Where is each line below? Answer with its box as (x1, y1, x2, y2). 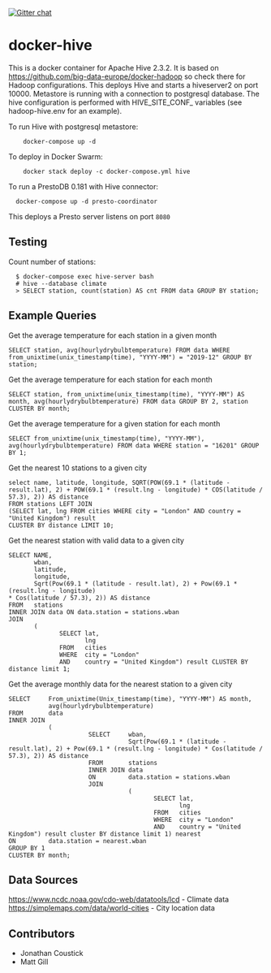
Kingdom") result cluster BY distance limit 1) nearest (8, 829, 201, 838)
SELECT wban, (88, 730, 148, 738)
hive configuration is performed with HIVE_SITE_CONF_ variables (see (8, 97, 243, 107)
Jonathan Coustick (19, 949, 84, 958)
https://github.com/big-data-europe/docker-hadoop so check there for (8, 71, 246, 81)
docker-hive (8, 37, 93, 54)
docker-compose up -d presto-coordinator (15, 197, 158, 205)
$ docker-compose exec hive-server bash (15, 272, 154, 280)
